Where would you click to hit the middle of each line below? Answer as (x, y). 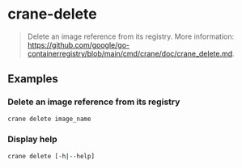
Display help (32, 140)
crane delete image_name (49, 119)
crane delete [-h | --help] (51, 156)
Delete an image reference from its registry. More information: (131, 36)
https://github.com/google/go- (79, 44)
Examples (33, 79)
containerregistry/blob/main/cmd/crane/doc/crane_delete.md (130, 53)
